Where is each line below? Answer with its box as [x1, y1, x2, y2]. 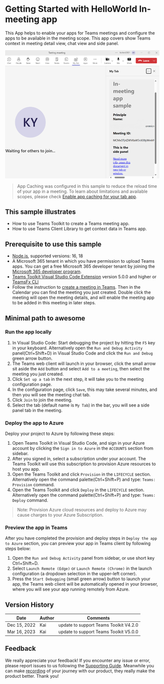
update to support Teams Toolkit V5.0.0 [58, 629, 139, 635]
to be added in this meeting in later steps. [12, 300, 96, 306]
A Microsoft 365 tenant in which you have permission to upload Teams [12, 258, 155, 264]
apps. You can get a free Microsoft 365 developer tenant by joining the [12, 263, 155, 270]
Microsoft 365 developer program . [12, 269, 82, 274]
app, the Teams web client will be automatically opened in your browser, [12, 581, 158, 587]
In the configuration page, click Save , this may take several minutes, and [12, 387, 158, 392]
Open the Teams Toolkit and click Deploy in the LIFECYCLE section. [12, 487, 144, 493]
